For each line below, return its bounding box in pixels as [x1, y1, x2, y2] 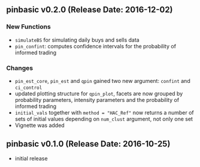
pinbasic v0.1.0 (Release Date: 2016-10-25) [6, 139, 171, 149]
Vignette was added [14, 122, 65, 129]
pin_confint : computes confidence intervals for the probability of [14, 42, 177, 50]
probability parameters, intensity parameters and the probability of [14, 96, 180, 103]
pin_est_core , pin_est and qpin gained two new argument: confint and [14, 77, 190, 84]
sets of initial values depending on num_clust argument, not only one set [14, 115, 193, 122]
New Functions [6, 23, 51, 31]
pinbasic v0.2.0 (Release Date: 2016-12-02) [6, 5, 173, 15]
